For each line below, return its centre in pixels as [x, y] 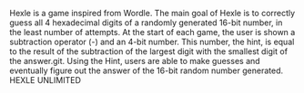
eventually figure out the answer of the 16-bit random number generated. [147, 70]
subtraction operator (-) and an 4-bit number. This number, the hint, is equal [152, 42]
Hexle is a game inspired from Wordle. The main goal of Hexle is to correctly [152, 13]
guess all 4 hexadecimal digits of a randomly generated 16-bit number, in [146, 23]
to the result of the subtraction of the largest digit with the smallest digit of [149, 51]
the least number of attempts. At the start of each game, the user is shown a [152, 32]
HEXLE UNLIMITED [46, 80]
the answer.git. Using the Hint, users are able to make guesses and [135, 61]
